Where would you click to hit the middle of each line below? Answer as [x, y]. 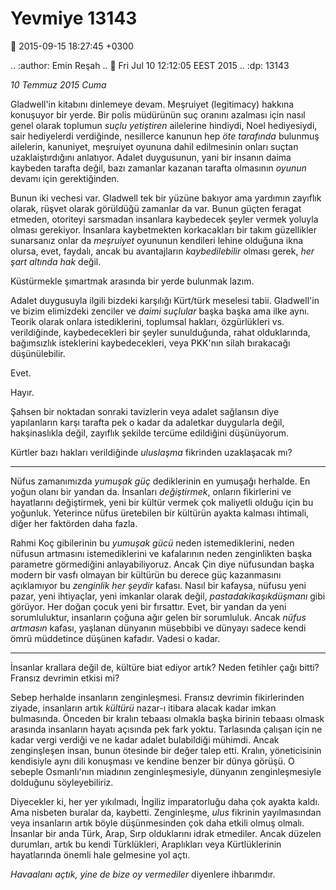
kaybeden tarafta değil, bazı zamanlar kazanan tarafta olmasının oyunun [158, 168]
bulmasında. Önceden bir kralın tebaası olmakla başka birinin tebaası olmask [167, 718]
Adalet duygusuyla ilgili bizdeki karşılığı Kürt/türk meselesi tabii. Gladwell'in [165, 300]
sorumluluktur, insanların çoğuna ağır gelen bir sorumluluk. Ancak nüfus [158, 617]
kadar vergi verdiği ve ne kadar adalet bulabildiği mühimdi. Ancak [145, 739]
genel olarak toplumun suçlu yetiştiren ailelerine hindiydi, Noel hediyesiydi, [164, 125]
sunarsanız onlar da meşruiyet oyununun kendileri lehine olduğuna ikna [157, 240]
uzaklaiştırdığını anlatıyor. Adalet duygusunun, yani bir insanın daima [151, 157]
